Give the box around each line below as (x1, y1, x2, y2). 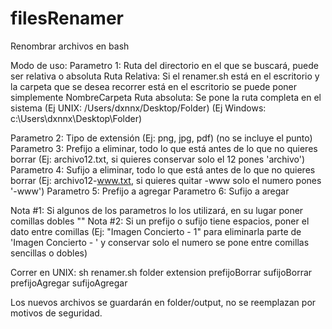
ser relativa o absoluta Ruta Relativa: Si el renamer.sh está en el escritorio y (10, 70, 320, 82)
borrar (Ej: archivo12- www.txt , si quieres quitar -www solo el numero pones (10, 174, 322, 186)
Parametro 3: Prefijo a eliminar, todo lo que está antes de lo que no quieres (10, 142, 318, 154)
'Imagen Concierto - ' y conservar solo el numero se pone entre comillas (10, 236, 310, 248)
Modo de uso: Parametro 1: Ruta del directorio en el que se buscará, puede (10, 59, 319, 71)
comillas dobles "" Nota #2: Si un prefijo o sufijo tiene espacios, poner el (10, 215, 310, 227)
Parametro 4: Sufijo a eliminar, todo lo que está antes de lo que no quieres (10, 163, 316, 176)
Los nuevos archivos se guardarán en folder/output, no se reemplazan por (10, 296, 317, 308)
